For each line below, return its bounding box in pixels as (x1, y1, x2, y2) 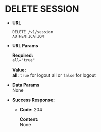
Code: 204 (19, 106, 42, 112)
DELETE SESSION (5, 3, 79, 15)
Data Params (12, 82, 40, 88)
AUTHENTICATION (12, 34, 44, 39)
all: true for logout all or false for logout (12, 72, 96, 78)
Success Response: (12, 97, 55, 103)
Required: (12, 52, 33, 58)
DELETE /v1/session (12, 29, 54, 34)
